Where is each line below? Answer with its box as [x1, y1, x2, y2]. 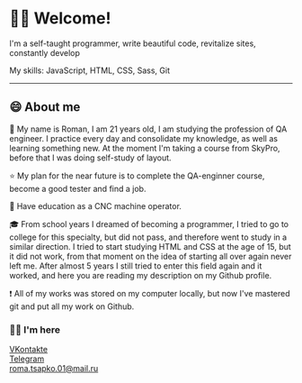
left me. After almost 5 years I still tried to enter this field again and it [9, 260, 262, 271]
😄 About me [9, 99, 81, 115]
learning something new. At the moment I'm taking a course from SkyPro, [9, 142, 280, 153]
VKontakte [9, 344, 48, 355]
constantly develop [9, 47, 81, 58]
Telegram [9, 353, 45, 364]
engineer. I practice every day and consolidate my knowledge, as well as [9, 132, 279, 143]
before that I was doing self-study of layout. [9, 152, 173, 163]
